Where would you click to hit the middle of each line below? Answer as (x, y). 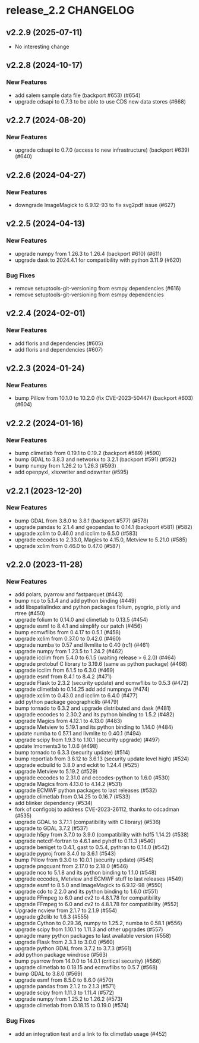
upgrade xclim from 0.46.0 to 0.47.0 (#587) (67, 546)
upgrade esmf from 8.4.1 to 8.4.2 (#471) (63, 676)
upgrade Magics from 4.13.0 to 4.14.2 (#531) (69, 784)
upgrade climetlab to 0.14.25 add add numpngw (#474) (82, 689)
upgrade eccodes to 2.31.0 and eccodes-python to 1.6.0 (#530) (92, 778)
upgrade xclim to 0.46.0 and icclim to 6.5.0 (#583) (76, 533)
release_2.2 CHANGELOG (70, 10)
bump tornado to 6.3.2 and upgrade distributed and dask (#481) (93, 708)
